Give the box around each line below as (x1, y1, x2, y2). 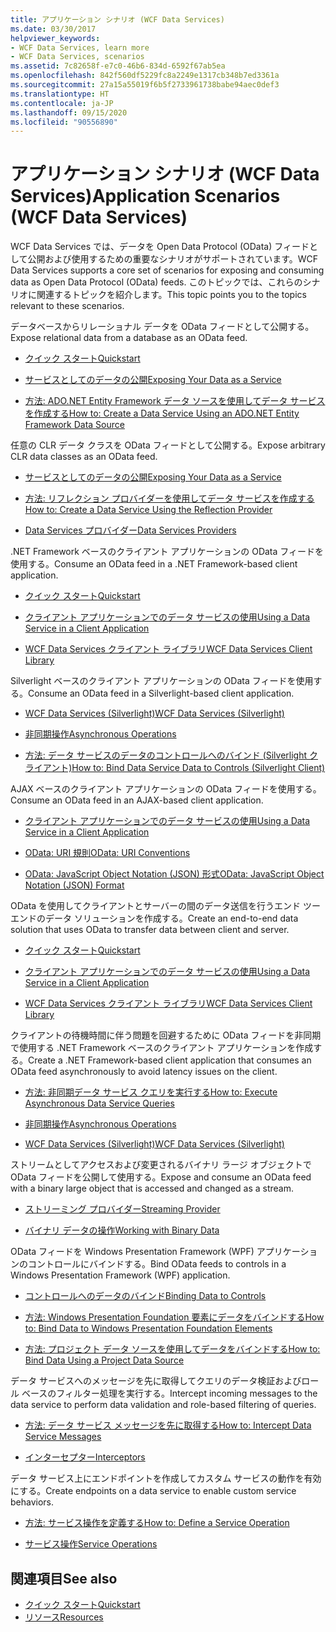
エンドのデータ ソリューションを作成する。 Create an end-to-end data (10, 912, 299, 925)
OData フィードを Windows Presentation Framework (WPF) (10, 1246, 255, 1258)
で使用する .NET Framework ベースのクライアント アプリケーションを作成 (10, 1042, 314, 1054)
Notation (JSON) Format (24, 879, 125, 891)
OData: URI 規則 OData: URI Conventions (24, 847, 191, 859)
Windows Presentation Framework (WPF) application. (10, 1269, 231, 1281)
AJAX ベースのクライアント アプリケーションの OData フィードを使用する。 (10, 783, 322, 795)
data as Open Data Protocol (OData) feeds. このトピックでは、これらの (10, 276, 303, 288)
